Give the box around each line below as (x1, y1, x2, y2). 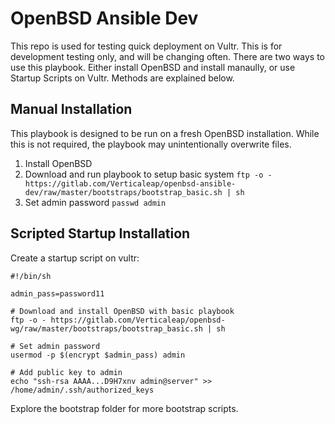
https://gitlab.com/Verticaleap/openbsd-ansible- (24, 178, 237, 189)
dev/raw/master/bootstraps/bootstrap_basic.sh (24, 187, 223, 197)
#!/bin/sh (10, 271, 52, 281)
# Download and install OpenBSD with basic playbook (10, 306, 235, 316)
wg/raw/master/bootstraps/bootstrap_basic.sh (10, 323, 203, 334)
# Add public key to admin (10, 367, 123, 377)
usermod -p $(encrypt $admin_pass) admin (10, 350, 186, 360)
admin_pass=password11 (10, 288, 105, 299)
